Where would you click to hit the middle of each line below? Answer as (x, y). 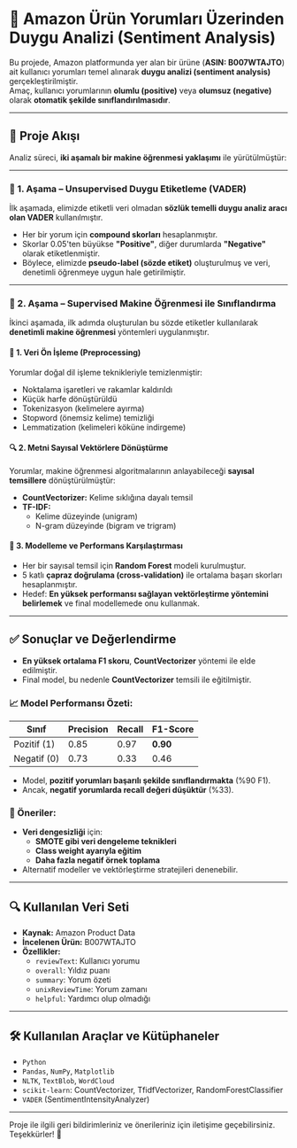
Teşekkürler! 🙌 (35, 1134)
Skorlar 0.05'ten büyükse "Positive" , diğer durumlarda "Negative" (144, 244)
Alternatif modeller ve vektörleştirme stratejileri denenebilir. (130, 870)
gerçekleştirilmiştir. (44, 81)
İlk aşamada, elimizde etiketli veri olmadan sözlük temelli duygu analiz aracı (148, 208)
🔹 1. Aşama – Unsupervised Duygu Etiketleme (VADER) (128, 189)
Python (34, 1062)
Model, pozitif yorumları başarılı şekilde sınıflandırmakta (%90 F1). (146, 780)
